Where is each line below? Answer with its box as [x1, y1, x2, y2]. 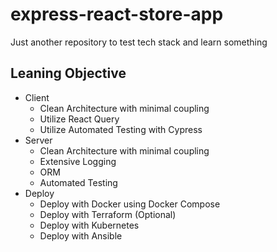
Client [24, 91, 50, 103]
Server [24, 134, 53, 146]
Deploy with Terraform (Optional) [39, 208, 177, 220]
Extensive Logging [39, 155, 117, 167]
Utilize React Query [39, 113, 120, 125]
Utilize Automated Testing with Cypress [39, 123, 203, 135]
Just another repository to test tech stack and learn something [10, 36, 268, 48]
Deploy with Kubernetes [39, 219, 140, 231]
